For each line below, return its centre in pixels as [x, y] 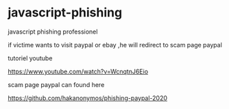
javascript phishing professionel [53, 32]
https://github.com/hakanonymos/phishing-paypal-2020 [87, 98]
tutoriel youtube [30, 58]
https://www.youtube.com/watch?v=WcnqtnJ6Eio [78, 71]
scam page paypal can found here [56, 84]
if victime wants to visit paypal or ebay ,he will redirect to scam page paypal [115, 45]
